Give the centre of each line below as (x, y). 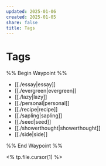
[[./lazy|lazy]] (31, 97)
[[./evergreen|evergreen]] (45, 91)
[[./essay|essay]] (35, 84)
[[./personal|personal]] (42, 103)
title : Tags (20, 28)
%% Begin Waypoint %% (37, 73)
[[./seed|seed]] (33, 122)
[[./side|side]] (31, 134)
